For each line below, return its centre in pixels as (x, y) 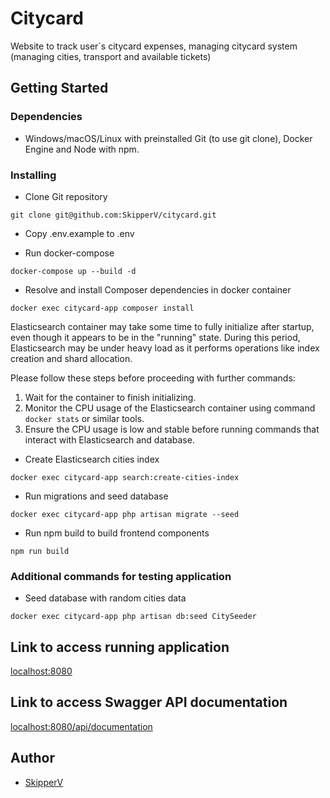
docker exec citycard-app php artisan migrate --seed (125, 514)
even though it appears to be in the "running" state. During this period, (155, 337)
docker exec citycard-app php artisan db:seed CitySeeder (133, 617)
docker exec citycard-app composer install (102, 308)
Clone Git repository (66, 196)
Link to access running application (120, 647)
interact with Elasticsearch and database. (109, 439)
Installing (33, 175)
